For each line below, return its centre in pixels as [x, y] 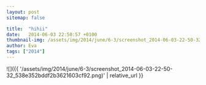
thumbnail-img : [26, 40]
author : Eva [21, 46]
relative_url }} [127, 75]
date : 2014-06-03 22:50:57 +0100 [52, 34]
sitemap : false [26, 18]
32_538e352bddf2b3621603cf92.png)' [56, 75]
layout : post [23, 12]
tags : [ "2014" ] [26, 52]
